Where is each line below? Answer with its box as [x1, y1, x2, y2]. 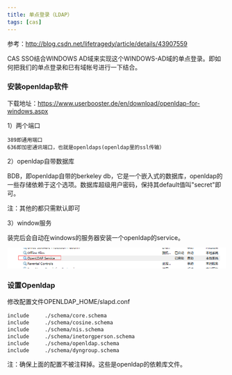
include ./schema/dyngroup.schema [7, 347, 119, 354]
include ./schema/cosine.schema [7, 319, 113, 326]
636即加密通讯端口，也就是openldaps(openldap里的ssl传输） [7, 143, 165, 151]
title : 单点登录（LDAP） [7, 11, 73, 18]
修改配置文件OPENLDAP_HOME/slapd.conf [7, 298, 131, 306]
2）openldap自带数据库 [7, 157, 75, 165]
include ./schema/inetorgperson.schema [7, 333, 135, 340]
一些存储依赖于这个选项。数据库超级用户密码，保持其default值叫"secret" [7, 180, 215, 189]
